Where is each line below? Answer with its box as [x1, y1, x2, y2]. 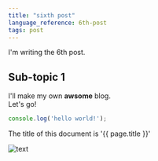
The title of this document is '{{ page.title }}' [8, 129, 151, 138]
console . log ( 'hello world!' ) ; [8, 115, 108, 123]
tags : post [8, 26, 44, 34]
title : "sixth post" [8, 11, 76, 20]
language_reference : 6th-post [8, 19, 108, 27]
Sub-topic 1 [8, 70, 65, 83]
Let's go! [8, 100, 37, 109]
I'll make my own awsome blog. [8, 91, 112, 101]
